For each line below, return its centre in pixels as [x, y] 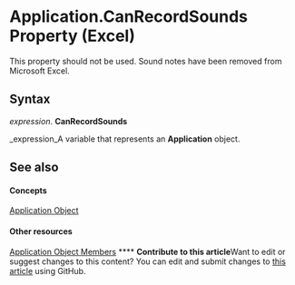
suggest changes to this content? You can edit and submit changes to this [147, 261]
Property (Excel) [73, 36]
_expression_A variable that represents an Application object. [125, 139]
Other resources [41, 231]
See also [34, 167]
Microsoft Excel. [39, 71]
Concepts [28, 190]
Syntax [30, 99]
